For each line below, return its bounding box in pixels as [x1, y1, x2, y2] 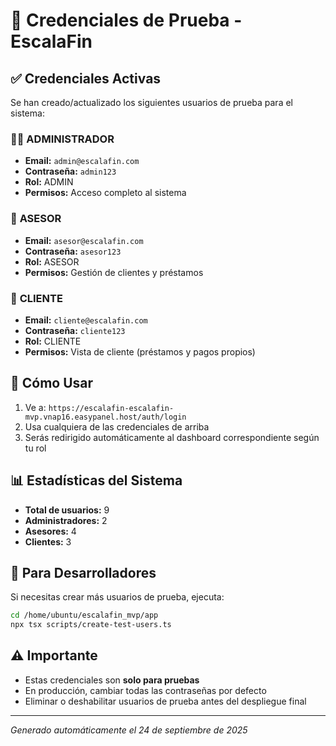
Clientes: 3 [24, 535, 72, 548]
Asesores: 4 [24, 525, 77, 537]
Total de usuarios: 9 [24, 504, 110, 516]
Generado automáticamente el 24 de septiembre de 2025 [10, 724, 248, 736]
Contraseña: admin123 [24, 165, 117, 178]
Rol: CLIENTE [24, 335, 82, 347]
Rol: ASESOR [24, 255, 80, 268]
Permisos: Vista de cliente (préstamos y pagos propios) [24, 345, 256, 358]
